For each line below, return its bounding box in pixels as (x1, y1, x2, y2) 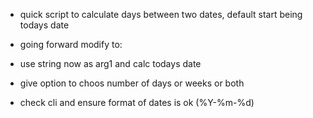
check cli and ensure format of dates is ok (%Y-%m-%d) (19, 97, 255, 108)
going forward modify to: (19, 39, 123, 50)
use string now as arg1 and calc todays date (19, 58, 202, 69)
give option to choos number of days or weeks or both (19, 77, 245, 89)
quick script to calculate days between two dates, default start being (19, 9, 303, 20)
